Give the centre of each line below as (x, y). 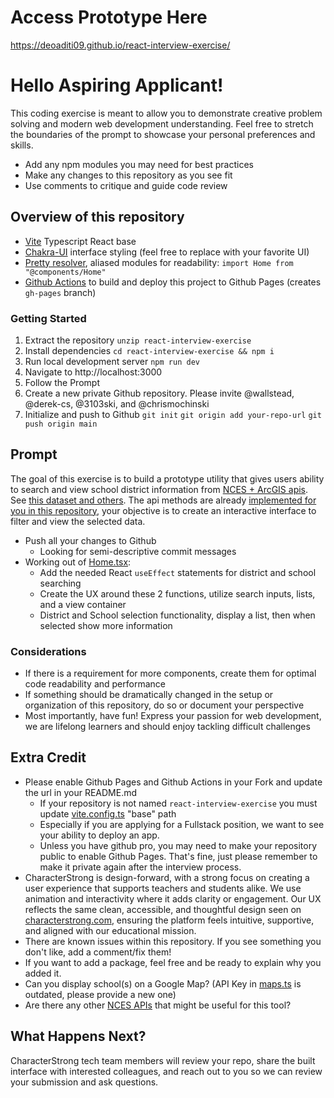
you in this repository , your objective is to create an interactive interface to (163, 510)
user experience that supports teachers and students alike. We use (163, 888)
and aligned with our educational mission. (110, 930)
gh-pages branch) (60, 292)
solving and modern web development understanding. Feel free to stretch (162, 123)
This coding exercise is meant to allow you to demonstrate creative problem (166, 113)
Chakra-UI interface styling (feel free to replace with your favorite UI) (167, 252)
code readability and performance (95, 684)
